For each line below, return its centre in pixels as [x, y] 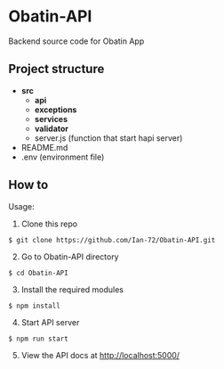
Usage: [21, 206]
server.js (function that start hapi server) [108, 138]
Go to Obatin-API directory [70, 257]
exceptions [56, 110]
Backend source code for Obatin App [76, 41]
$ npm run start [38, 339]
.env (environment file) [63, 157]
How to [28, 185]
